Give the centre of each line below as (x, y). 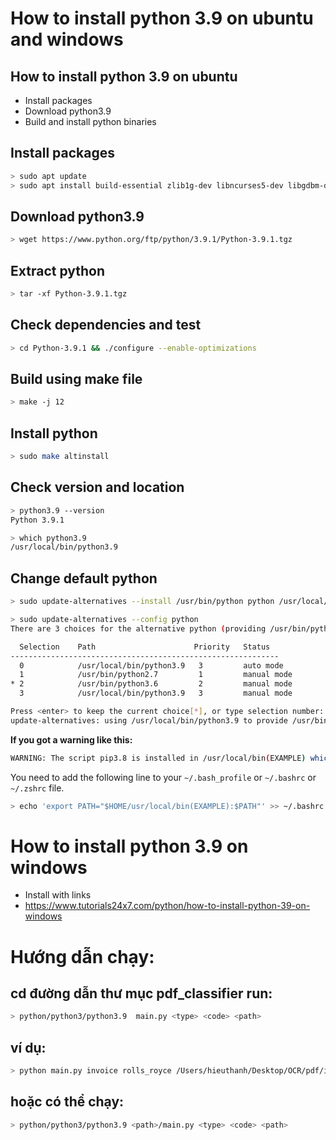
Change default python (84, 578)
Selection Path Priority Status (145, 647)
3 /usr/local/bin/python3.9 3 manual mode (156, 693)
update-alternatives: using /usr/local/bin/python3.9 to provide (149, 720)
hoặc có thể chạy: (67, 1102)
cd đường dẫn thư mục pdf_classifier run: (141, 993)
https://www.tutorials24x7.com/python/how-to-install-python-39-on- (167, 906)
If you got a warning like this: (71, 739)
